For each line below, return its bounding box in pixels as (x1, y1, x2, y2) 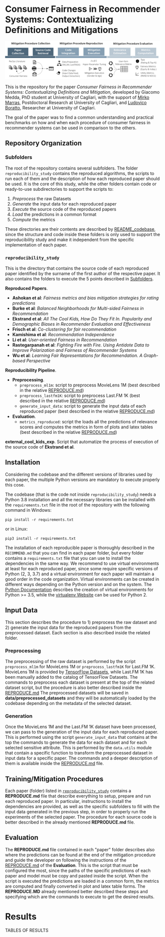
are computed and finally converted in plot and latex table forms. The (5, 883, 146, 889)
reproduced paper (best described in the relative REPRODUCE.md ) (19, 408, 155, 414)
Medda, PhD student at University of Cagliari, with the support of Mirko (5, 94, 149, 100)
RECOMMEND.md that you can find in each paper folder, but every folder (5, 550, 144, 555)
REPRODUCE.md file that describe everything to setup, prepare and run (5, 793, 151, 799)
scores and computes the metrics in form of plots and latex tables (19, 424, 153, 430)
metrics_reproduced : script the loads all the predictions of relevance (19, 418, 158, 424)
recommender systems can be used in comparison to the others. (5, 125, 137, 131)
